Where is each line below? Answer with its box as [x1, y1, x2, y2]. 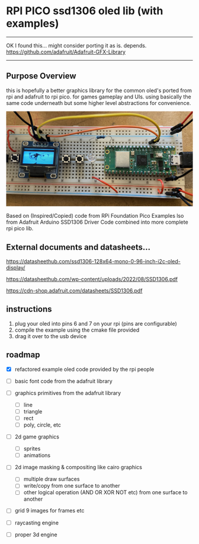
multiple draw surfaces [23, 476, 80, 483]
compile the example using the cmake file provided [14, 326, 140, 333]
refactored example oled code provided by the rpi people [14, 365, 155, 373]
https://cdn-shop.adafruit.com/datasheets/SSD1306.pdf [6, 287, 143, 294]
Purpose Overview [6, 71, 76, 81]
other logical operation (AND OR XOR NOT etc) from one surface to [23, 489, 188, 496]
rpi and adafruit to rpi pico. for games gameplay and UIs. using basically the [6, 93, 191, 100]
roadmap [6, 350, 40, 360]
